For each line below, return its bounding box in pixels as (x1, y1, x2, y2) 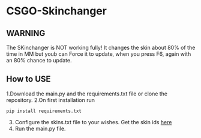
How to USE (6, 74, 51, 85)
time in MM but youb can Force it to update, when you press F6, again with (6, 50, 191, 58)
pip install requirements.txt (6, 108, 82, 114)
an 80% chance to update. (6, 57, 72, 64)
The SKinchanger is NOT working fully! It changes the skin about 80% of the (6, 44, 196, 51)
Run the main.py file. (14, 125, 66, 132)
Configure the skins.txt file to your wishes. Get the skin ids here (14, 118, 172, 125)
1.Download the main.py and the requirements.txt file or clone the (6, 90, 168, 97)
